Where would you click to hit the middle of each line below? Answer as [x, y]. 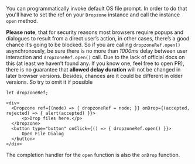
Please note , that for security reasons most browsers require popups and [95, 32]
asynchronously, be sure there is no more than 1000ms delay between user [97, 51]
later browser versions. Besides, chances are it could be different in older [95, 76]
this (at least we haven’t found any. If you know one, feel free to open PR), [95, 63]
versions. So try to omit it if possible [49, 82]
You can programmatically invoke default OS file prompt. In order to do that [97, 8]
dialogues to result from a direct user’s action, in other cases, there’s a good [98, 38]
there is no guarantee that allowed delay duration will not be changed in [93, 69]
